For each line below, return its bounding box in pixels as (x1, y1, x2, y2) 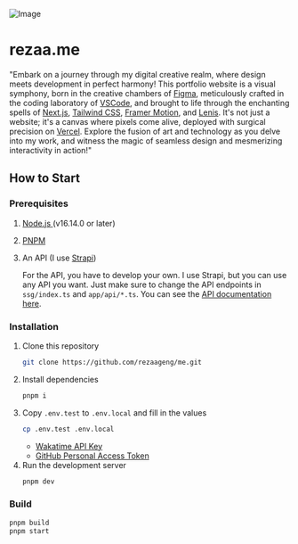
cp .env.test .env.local (21, 424, 115, 433)
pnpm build (9, 518, 50, 527)
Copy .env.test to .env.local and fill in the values (21, 407, 207, 418)
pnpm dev (21, 477, 55, 486)
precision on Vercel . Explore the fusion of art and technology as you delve (9, 126, 281, 136)
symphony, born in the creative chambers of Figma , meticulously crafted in (9, 87, 285, 98)
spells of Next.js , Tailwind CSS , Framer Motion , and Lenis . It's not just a (9, 107, 270, 118)
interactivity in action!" (9, 144, 92, 155)
